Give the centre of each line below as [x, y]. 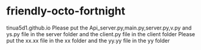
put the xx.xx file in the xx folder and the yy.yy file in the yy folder [88, 40]
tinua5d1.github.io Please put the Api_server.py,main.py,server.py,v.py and [99, 28]
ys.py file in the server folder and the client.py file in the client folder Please [101, 34]
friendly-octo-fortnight [66, 11]
